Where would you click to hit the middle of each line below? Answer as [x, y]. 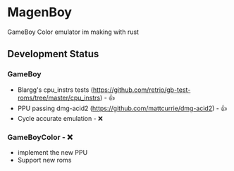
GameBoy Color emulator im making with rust [73, 32]
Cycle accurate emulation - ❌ [60, 118]
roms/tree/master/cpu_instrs [59, 98]
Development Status [53, 54]
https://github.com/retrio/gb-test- [142, 90]
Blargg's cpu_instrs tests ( [55, 90]
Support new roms [44, 160]
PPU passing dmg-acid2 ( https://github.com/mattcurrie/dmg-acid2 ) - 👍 [122, 108]
